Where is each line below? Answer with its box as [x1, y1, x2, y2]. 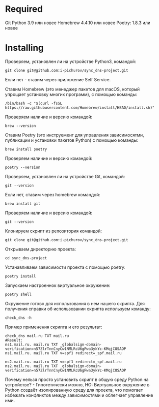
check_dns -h [5, 315, 32, 320]
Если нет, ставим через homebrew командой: [5, 191, 101, 197]
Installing [5, 42, 44, 54]
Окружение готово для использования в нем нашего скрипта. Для [5, 300, 145, 306]
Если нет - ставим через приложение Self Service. [5, 76, 111, 82]
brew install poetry [5, 147, 48, 152]
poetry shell [5, 292, 32, 297]
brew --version [5, 123, 36, 128]
